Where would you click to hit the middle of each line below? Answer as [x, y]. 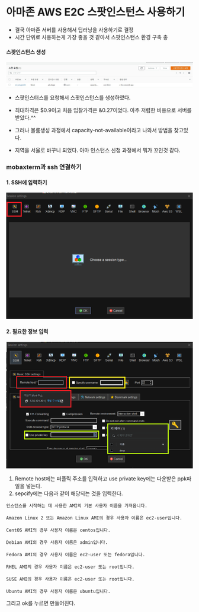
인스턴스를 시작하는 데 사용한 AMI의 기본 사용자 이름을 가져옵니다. [77, 506]
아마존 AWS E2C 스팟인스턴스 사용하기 [96, 12]
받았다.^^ [25, 118]
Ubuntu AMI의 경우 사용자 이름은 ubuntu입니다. [58, 592]
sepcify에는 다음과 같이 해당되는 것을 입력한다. [69, 493]
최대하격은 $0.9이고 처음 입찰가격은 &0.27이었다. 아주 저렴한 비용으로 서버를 [103, 110]
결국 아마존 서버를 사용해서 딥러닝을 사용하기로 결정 [74, 30]
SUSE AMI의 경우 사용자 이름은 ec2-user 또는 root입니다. [70, 579]
